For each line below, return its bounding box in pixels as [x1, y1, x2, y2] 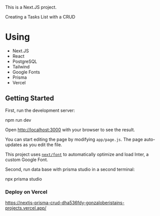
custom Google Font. [5, 157, 48, 163]
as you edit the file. [23, 142, 62, 148]
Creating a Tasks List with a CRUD [5, 14, 76, 19]
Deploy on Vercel [5, 188, 47, 195]
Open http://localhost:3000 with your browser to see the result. [5, 127, 136, 133]
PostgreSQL [12, 58, 37, 64]
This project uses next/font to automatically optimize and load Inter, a [5, 151, 149, 157]
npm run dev [5, 117, 31, 123]
